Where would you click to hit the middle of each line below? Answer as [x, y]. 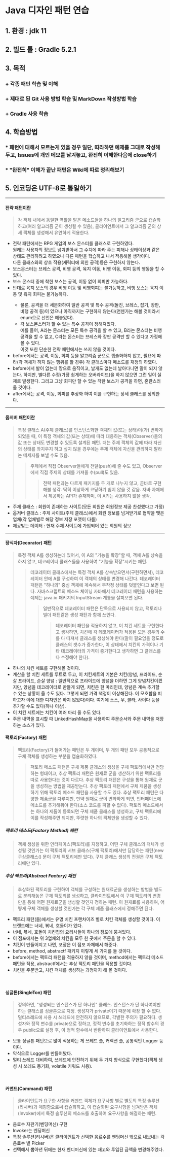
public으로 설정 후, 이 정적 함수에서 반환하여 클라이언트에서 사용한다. [91, 1030]
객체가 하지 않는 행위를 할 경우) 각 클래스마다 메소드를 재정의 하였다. [91, 362]
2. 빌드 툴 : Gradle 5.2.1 [41, 49]
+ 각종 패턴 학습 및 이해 [32, 84]
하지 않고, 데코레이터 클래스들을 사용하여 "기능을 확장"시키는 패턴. [82, 561]
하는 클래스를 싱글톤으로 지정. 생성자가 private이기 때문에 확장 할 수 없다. [90, 1011]
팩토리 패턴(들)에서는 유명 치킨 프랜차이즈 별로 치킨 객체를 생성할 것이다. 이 [86, 919]
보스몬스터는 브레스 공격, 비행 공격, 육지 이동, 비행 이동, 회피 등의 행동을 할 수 [89, 269]
